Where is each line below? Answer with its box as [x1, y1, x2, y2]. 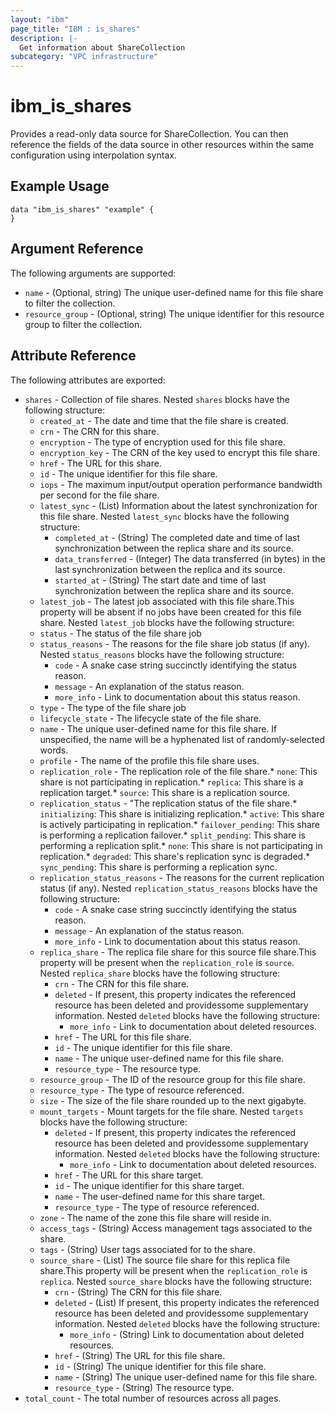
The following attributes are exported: [10, 374, 166, 386]
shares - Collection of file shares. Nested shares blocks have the [24, 393, 290, 405]
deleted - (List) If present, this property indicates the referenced [54, 1296, 320, 1308]
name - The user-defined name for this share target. [54, 1190, 266, 1202]
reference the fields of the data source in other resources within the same [10, 139, 315, 151]
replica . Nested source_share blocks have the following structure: [39, 1275, 313, 1287]
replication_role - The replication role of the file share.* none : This [39, 765, 318, 777]
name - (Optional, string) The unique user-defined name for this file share [24, 286, 324, 298]
